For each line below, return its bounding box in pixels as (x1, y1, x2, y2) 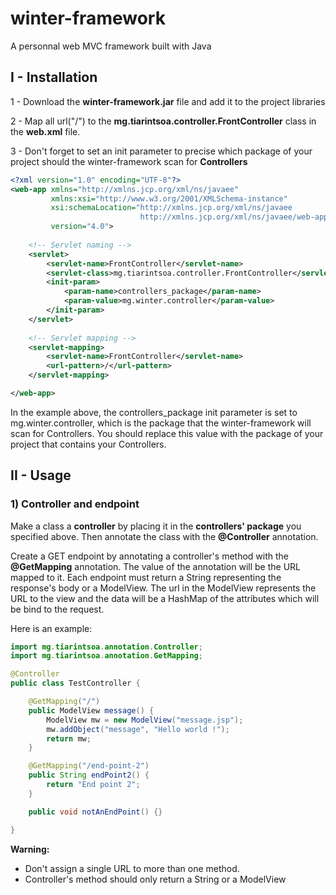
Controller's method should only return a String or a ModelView (24, 873, 287, 885)
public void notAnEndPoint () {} (28, 807, 163, 817)
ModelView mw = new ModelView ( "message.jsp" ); (46, 715, 244, 725)
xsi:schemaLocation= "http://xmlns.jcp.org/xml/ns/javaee (50, 203, 293, 213)
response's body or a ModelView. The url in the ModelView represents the (10, 582, 317, 594)
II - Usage (10, 467, 72, 484)
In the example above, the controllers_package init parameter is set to (10, 406, 298, 418)
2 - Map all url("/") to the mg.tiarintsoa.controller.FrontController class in (10, 115, 317, 127)
